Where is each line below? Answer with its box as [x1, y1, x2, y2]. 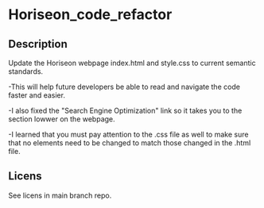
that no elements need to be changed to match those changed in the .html [8, 138, 251, 148]
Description [8, 37, 68, 51]
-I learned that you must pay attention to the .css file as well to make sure [8, 129, 249, 139]
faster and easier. [8, 91, 66, 100]
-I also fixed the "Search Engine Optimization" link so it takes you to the [8, 106, 243, 115]
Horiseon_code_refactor [8, 6, 173, 24]
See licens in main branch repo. [8, 191, 112, 200]
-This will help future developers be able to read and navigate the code [8, 82, 241, 91]
